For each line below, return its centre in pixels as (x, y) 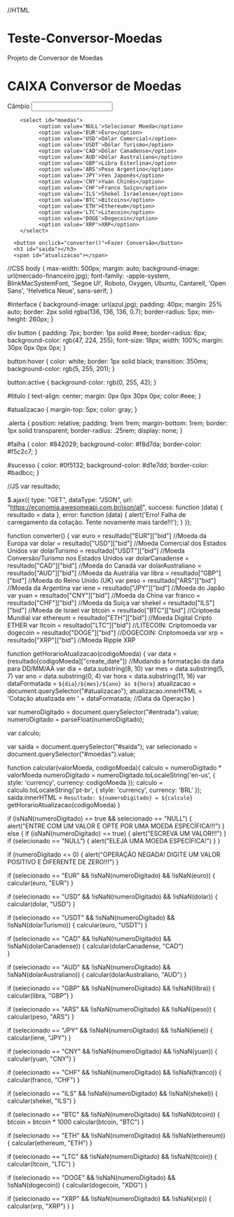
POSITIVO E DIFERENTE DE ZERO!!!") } (63, 861)
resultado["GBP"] (196, 573)
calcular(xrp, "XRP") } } (41, 1206)
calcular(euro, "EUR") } (40, 882)
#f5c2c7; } (22, 451)
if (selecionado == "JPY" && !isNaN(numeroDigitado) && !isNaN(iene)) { (110, 1030)
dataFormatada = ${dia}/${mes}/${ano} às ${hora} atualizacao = (102, 683)
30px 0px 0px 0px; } (37, 347)
